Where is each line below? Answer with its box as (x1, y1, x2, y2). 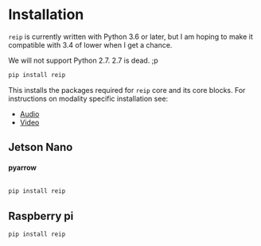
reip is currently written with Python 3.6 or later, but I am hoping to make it (8, 32, 253, 41)
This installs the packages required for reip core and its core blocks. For (8, 85, 246, 94)
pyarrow (8, 163, 37, 172)
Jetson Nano (8, 140, 73, 154)
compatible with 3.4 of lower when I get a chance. (8, 40, 173, 49)
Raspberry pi (8, 209, 74, 223)
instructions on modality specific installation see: (8, 94, 169, 103)
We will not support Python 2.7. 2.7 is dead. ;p (8, 56, 159, 65)
